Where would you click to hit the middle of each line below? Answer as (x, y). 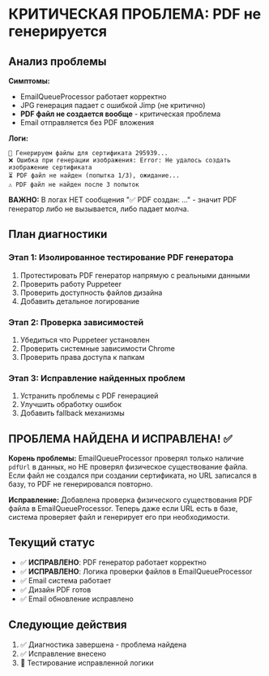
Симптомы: (29, 81)
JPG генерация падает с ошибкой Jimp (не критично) (113, 105)
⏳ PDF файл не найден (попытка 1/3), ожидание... (94, 175)
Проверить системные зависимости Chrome (98, 348)
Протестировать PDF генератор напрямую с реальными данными (135, 275)
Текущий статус (52, 542)
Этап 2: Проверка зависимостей (76, 322)
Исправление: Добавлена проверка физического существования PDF (131, 500)
